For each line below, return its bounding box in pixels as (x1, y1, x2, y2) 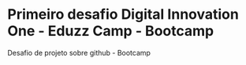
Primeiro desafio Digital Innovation (7, 5, 240, 23)
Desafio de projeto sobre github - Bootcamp (7, 48, 151, 57)
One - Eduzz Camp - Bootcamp (7, 22, 214, 40)
